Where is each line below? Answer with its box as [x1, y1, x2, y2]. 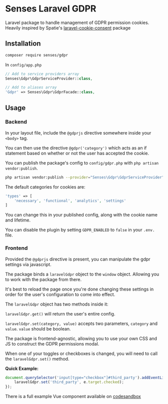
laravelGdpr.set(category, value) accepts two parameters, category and [5, 320, 158, 326]
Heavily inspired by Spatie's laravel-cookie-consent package [5, 24, 131, 30]
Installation [5, 39, 41, 48]
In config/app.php [5, 61, 42, 67]
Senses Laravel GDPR [5, 3, 96, 14]
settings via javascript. [5, 261, 51, 267]
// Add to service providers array [5, 71, 79, 76]
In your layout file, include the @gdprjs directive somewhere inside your [5, 129, 151, 135]
